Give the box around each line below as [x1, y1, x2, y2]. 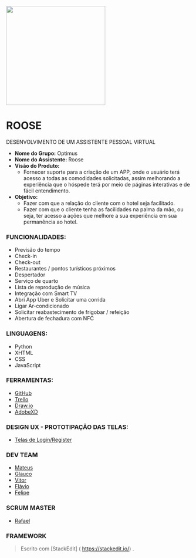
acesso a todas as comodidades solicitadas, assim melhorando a [23, 174, 181, 181]
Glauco [14, 471, 32, 478]
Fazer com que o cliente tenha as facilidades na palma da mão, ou [23, 205, 184, 213]
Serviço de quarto [14, 278, 59, 285]
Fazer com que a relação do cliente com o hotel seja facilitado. [23, 199, 175, 207]
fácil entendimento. [23, 187, 70, 194]
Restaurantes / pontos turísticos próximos [14, 265, 116, 272]
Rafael [14, 517, 31, 524]
